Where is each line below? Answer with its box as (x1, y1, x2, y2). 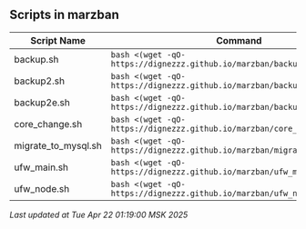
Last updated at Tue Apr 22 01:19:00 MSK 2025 (9, 209, 189, 220)
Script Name (30, 34, 87, 46)
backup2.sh (14, 75, 66, 87)
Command (215, 34, 262, 46)
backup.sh (14, 53, 59, 65)
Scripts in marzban (9, 7, 120, 23)
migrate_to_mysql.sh (14, 139, 103, 152)
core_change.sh (14, 117, 83, 130)
